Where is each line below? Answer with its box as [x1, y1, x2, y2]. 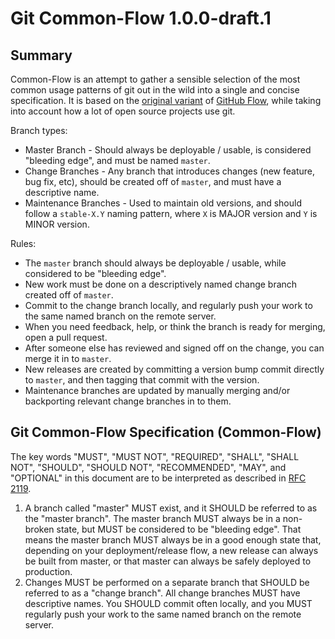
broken [24, 523, 55, 535]
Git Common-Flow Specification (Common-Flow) [10, 424, 322, 441]
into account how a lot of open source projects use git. [10, 105, 236, 117]
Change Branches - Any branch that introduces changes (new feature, [24, 165, 315, 177]
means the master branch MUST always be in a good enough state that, [24, 533, 322, 546]
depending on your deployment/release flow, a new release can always [24, 544, 319, 556]
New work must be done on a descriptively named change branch [24, 278, 298, 290]
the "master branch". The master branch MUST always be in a [24, 512, 281, 524]
